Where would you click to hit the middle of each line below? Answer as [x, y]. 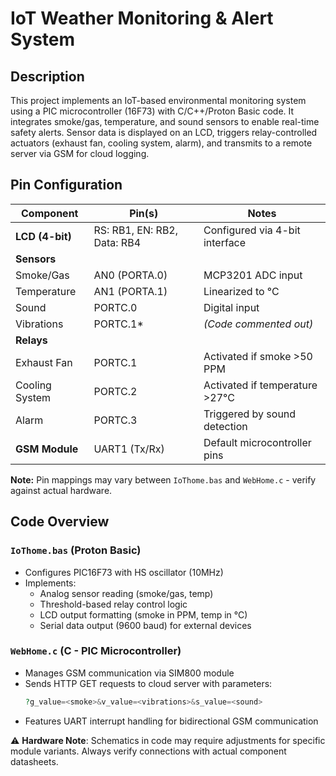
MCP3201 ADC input [253, 275]
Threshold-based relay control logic [113, 604]
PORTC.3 [115, 420]
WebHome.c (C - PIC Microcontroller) [96, 651]
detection [225, 426]
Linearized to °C [241, 291]
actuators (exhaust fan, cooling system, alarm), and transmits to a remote [161, 143]
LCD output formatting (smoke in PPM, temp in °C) [143, 614]
